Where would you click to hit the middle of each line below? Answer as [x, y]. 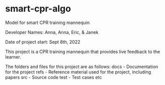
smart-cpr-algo [38, 9]
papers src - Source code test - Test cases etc [54, 77]
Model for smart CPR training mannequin [48, 22]
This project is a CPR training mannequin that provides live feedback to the [82, 51]
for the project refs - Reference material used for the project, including [78, 72]
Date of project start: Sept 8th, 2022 [43, 42]
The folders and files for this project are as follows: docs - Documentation [82, 66]
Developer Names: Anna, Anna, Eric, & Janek [52, 32]
